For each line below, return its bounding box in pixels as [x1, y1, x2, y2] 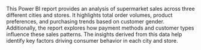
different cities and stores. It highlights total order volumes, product [6, 11, 173, 19]
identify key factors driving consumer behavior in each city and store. [6, 37, 178, 44]
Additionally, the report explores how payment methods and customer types [6, 24, 194, 31]
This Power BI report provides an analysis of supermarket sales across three [6, 5, 195, 12]
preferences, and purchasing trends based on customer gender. [6, 18, 165, 25]
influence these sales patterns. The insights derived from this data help [6, 31, 182, 38]
